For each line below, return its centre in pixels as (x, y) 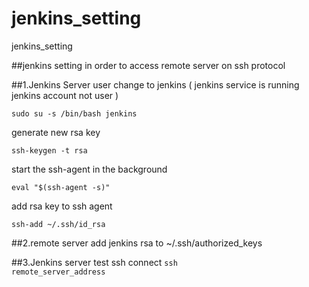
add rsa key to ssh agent (62, 206)
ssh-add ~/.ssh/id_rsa (58, 224)
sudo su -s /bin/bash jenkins (74, 113)
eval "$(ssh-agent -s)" (61, 187)
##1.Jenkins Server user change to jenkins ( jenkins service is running (155, 84)
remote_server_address (58, 272)
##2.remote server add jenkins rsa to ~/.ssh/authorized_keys (137, 243)
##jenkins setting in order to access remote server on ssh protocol (148, 65)
